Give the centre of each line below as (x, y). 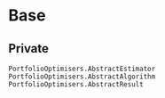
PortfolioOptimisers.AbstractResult (76, 85)
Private (29, 49)
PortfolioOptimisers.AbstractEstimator (82, 69)
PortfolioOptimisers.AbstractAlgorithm (82, 77)
